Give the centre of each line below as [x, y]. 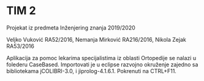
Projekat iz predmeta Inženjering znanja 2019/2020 [71, 28]
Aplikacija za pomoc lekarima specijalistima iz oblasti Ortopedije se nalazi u [101, 58]
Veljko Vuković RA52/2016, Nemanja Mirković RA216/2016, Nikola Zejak [96, 39]
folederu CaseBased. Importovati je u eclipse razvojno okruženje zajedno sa [102, 64]
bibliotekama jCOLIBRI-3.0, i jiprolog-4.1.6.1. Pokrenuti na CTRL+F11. [91, 71]
